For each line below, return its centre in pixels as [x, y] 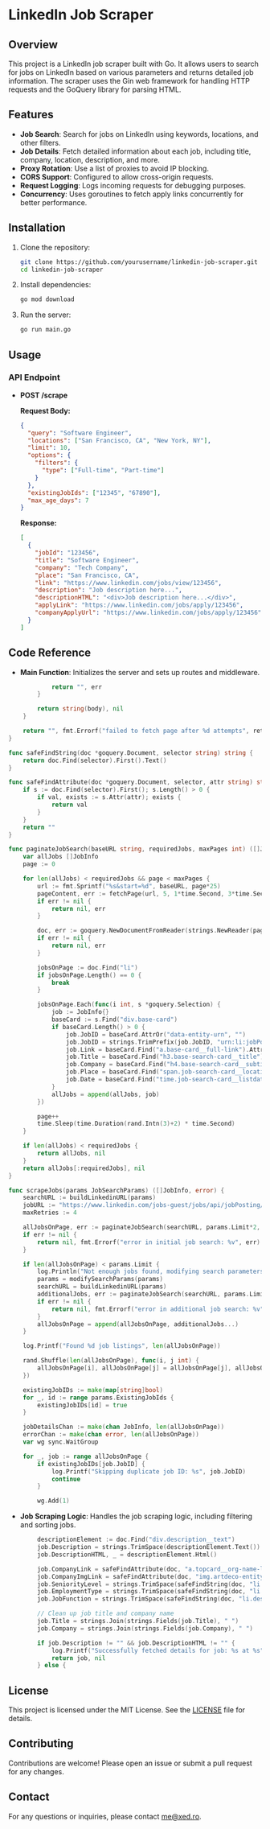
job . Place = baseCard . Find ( [112, 1072]
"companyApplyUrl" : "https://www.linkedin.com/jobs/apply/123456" [148, 613]
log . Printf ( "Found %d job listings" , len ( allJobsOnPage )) [122, 1346]
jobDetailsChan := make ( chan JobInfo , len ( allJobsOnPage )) [124, 1427]
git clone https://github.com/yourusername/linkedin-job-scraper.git [139, 262]
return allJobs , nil [72, 1153]
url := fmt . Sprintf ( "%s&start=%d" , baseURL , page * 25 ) [129, 886]
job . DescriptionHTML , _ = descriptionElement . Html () [127, 1555]
